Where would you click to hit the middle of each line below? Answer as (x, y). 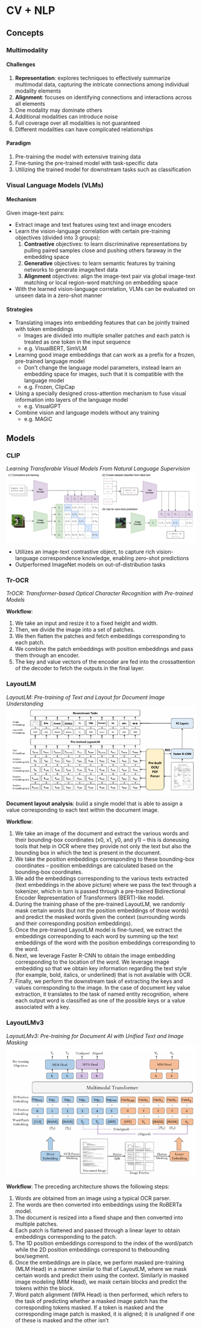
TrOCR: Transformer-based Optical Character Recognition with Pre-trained (99, 593)
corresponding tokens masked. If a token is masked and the (89, 1307)
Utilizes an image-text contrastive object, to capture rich (85, 552)
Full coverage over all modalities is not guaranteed (77, 123)
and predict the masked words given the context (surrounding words (100, 917)
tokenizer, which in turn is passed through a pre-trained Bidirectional (100, 891)
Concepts (25, 33)
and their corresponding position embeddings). (74, 924)
